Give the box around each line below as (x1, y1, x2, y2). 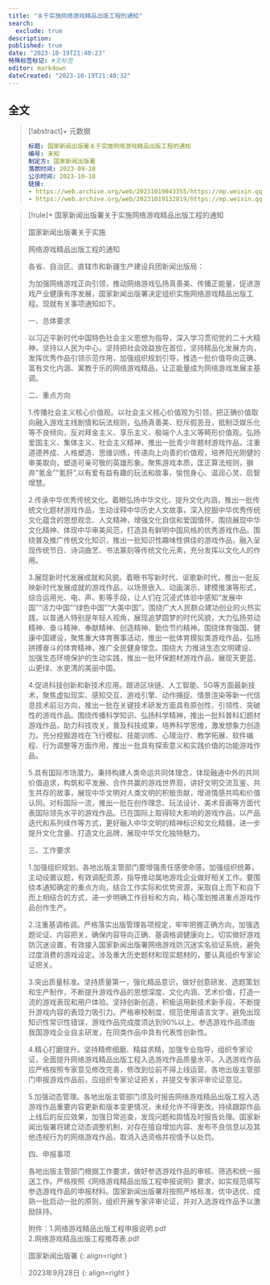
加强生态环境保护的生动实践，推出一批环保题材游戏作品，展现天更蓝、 (27, 653, 261, 663)
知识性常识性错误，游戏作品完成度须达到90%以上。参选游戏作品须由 (27, 1018, 256, 1027)
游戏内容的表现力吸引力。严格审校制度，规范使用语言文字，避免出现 (35, 1007, 261, 1017)
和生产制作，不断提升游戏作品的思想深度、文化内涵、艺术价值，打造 (27, 987, 254, 997)
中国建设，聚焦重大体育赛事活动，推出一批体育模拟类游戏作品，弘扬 (35, 633, 261, 642)
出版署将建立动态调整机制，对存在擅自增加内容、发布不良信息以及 (35, 1122, 254, 1132)
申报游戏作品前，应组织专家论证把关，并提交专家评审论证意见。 (35, 1075, 247, 1085)
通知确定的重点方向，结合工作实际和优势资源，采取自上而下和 (42, 882, 247, 892)
